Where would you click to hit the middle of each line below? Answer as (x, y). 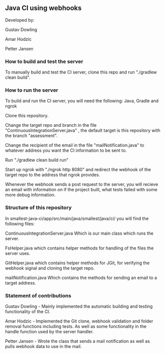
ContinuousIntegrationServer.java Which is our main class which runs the (79, 233)
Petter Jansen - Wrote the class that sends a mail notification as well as (78, 341)
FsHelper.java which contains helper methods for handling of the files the (80, 248)
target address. (20, 283)
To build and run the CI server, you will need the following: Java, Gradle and (82, 101)
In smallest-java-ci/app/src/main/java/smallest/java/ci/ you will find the (77, 218)
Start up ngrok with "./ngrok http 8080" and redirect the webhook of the (78, 170)
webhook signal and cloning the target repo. (50, 268)
